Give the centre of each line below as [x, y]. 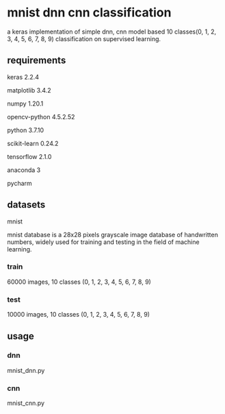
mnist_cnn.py [26, 403]
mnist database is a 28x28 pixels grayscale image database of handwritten [113, 234]
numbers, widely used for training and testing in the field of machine [103, 242]
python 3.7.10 [26, 130]
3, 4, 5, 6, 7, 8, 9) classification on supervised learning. [84, 38]
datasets [26, 205]
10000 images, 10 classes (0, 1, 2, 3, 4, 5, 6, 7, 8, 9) [79, 315]
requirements [37, 61]
